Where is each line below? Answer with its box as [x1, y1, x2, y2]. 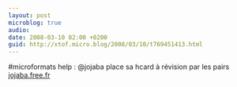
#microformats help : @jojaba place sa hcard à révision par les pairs [8, 62, 230, 71]
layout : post [8, 11, 51, 20]
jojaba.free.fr [8, 71, 51, 80]
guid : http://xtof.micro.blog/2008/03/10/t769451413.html [8, 41, 203, 49]
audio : [8, 26, 30, 34]
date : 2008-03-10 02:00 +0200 [8, 33, 108, 42]
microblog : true [8, 19, 62, 27]
